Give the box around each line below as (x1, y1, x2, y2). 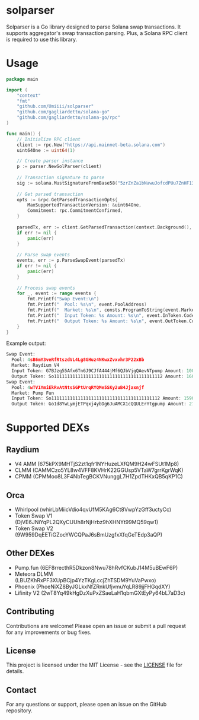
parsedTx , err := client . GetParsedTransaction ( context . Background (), (17, 224, 192, 230)
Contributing (6, 607, 54, 617)
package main (6, 76, 38, 82)
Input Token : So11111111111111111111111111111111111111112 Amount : (11, 395, 182, 401)
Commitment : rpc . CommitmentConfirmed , (27, 208, 123, 214)
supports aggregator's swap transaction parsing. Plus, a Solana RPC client (6, 29, 188, 36)
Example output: (6, 340, 46, 347)
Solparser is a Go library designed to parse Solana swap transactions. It (6, 23, 181, 30)
